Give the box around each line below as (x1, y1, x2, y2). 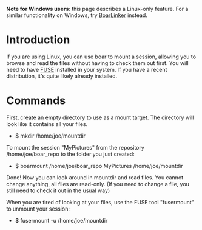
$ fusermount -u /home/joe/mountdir (15, 217, 108, 224)
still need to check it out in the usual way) (6, 187, 110, 194)
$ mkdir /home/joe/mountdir (15, 132, 86, 139)
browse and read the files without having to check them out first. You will (6, 59, 189, 66)
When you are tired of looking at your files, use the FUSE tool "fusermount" (6, 198, 194, 206)
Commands (6, 94, 66, 108)
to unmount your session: (6, 205, 70, 212)
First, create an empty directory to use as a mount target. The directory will (6, 114, 194, 121)
